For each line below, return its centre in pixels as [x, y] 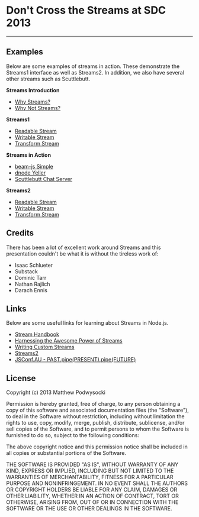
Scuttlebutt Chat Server [44, 179]
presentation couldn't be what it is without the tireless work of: [82, 253]
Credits [20, 233]
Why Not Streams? [38, 108]
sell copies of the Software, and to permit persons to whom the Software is [98, 429]
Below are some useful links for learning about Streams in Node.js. [87, 323]
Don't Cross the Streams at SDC [86, 10]
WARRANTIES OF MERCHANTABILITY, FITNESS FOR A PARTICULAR [90, 477]
